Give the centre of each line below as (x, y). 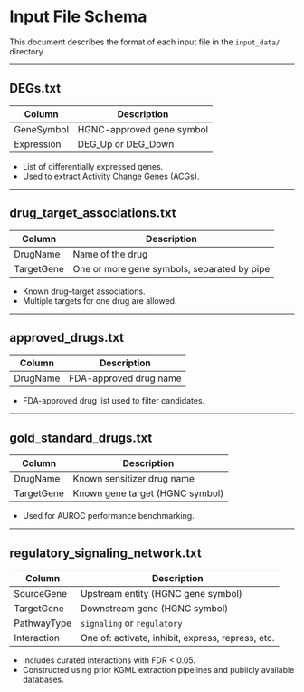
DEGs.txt (35, 88)
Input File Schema (78, 17)
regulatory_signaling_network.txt (105, 553)
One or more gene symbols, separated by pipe (171, 268)
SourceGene (41, 594)
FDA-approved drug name (125, 378)
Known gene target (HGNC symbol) (148, 493)
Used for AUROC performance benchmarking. (108, 516)
